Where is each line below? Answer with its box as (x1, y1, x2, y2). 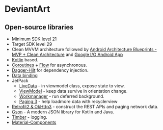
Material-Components (11, 119, 56, 125)
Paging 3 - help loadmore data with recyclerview (19, 99, 118, 104)
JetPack (11, 78, 29, 83)
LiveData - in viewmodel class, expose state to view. (19, 83, 125, 89)
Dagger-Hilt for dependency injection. (11, 67, 89, 73)
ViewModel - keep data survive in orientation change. (19, 88, 128, 94)
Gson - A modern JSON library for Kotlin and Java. (11, 109, 114, 115)
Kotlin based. (11, 57, 39, 62)
